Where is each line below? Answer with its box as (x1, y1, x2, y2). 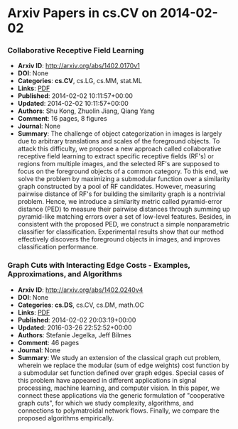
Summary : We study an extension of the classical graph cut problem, (17, 353, 222, 362)
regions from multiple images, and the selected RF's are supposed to (17, 160, 220, 168)
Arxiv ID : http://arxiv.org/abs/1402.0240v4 (17, 286, 144, 294)
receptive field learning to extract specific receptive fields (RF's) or (17, 152, 215, 161)
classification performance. (17, 243, 98, 251)
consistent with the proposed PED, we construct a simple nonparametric (17, 220, 229, 229)
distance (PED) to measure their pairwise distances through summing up (17, 205, 231, 214)
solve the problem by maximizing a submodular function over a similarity (17, 175, 231, 183)
